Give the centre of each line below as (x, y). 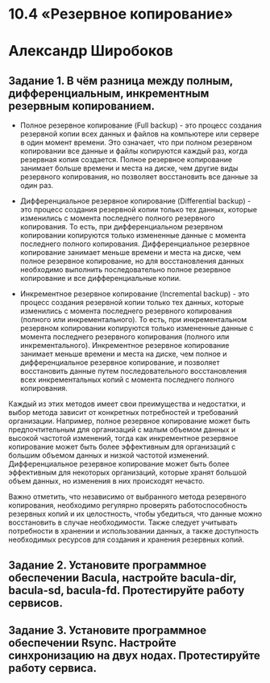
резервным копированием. (82, 106)
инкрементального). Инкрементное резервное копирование (125, 346)
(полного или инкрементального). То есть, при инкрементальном (133, 320)
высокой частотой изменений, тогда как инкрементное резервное (123, 438)
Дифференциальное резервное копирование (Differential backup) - (135, 201)
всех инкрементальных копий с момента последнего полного (127, 379)
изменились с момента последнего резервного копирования (126, 311)
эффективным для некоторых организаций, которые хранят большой (128, 472)
